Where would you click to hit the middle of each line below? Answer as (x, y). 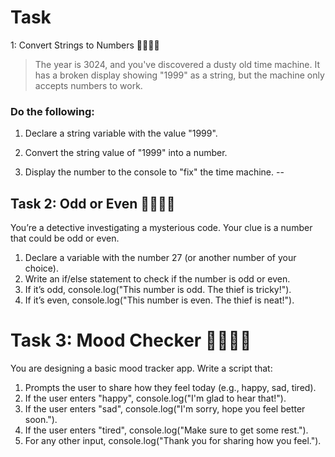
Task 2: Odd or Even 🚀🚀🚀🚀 (93, 203)
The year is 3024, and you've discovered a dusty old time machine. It (177, 64)
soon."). (41, 419)
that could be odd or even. (65, 238)
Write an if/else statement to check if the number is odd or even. (157, 279)
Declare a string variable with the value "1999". (121, 133)
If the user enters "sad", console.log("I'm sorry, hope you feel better (165, 408)
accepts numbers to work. (88, 85)
